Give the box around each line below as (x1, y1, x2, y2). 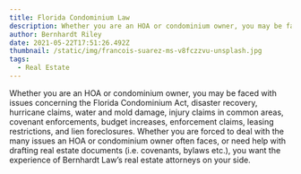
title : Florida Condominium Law (9, 13, 130, 22)
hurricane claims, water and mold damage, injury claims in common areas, (9, 107, 284, 117)
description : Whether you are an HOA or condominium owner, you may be (9, 22, 282, 30)
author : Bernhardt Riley (9, 30, 102, 39)
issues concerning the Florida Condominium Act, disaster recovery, (9, 97, 258, 108)
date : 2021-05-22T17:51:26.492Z (9, 38, 130, 48)
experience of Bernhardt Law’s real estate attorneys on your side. (9, 154, 251, 165)
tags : (9, 55, 30, 64)
